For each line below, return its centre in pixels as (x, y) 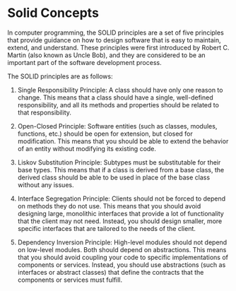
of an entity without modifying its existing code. (87, 148)
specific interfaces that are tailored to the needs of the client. (107, 228)
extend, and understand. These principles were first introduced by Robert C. (118, 47)
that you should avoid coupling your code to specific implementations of (123, 257)
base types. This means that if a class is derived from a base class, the (121, 170)
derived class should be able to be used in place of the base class (114, 177)
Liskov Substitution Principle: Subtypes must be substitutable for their (119, 162)
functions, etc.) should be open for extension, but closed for (105, 133)
